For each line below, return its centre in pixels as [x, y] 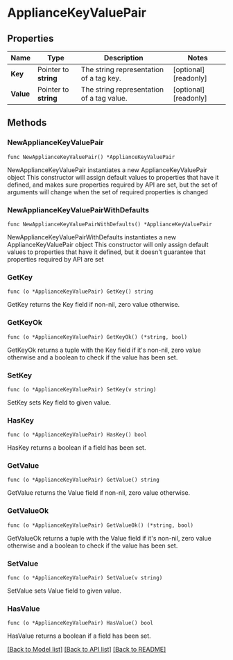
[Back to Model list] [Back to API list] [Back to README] [87, 650]
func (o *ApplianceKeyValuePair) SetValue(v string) [85, 578]
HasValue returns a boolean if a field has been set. [79, 636]
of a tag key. [101, 78]
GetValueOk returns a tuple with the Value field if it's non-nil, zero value [109, 538]
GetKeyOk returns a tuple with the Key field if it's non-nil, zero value [104, 350]
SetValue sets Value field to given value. [64, 591]
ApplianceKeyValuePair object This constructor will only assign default [108, 244]
